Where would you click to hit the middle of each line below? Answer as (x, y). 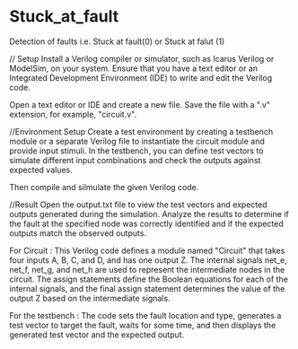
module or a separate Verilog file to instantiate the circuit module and (137, 141)
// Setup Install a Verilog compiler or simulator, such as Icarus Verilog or (142, 58)
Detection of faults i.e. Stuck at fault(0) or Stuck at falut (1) (117, 41)
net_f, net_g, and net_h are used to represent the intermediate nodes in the (147, 269)
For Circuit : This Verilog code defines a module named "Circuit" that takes (147, 250)
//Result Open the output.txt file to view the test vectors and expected (138, 205)
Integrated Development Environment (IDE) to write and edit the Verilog (140, 77)
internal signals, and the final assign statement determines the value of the (147, 288)
